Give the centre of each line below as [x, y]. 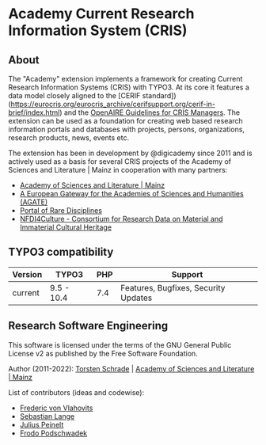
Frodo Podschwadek [53, 433]
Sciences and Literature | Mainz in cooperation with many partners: [118, 170]
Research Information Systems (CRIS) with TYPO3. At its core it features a [129, 87]
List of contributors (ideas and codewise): [76, 392]
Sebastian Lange [47, 416]
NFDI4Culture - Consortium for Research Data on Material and [121, 219]
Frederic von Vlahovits [56, 408]
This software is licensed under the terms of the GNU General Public [120, 344]
